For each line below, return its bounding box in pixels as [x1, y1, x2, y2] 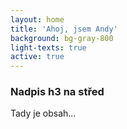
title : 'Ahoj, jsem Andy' [10, 24, 118, 34]
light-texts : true [10, 42, 87, 53]
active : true [10, 52, 65, 62]
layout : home [10, 14, 65, 25]
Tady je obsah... [10, 107, 77, 120]
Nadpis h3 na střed [10, 85, 105, 99]
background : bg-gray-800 [10, 33, 114, 43]
